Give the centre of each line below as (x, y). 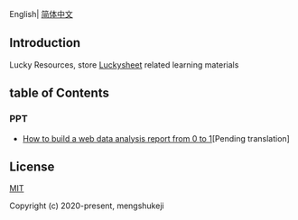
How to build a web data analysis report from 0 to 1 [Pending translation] (156, 138)
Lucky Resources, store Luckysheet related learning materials (124, 64)
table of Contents (60, 93)
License (32, 166)
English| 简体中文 (42, 14)
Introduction (45, 43)
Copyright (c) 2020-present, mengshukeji (87, 206)
